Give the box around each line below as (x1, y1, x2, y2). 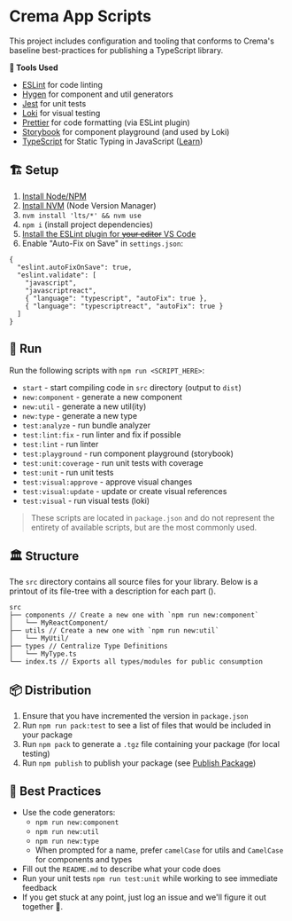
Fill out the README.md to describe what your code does (21, 863, 221, 874)
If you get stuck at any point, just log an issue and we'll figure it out (21, 892, 267, 902)
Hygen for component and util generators (21, 89, 174, 99)
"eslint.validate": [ (17, 271, 97, 279)
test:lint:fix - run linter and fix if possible (21, 429, 181, 440)
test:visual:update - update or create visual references (21, 485, 227, 496)
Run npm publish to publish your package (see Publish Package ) (21, 758, 257, 768)
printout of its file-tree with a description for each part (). (9, 586, 217, 596)
